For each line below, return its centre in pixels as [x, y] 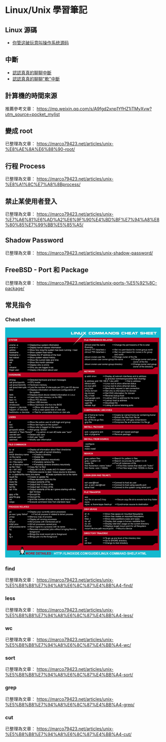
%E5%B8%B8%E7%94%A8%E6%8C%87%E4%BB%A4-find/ [69, 585]
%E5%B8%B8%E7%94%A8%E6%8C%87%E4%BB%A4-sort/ [69, 675]
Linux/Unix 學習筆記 [46, 10]
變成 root [19, 131]
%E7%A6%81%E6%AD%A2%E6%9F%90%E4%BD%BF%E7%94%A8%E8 [82, 220]
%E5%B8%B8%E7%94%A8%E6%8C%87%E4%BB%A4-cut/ [68, 734]
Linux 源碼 [21, 30]
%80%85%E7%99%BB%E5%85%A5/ [44, 225]
